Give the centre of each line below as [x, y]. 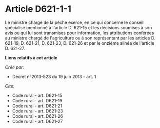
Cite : [10, 86]
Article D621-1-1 [38, 9]
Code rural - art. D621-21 [37, 106]
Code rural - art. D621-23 [38, 111]
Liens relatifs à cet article [31, 57]
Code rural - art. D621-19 [37, 100]
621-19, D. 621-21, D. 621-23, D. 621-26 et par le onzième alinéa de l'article [80, 43]
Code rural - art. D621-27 [37, 121]
